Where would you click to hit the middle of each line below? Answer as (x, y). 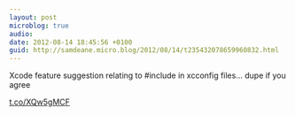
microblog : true (39, 26)
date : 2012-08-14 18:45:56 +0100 (71, 42)
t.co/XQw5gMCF (40, 102)
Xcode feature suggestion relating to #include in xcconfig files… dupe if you (147, 75)
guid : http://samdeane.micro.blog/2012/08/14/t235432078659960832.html (144, 50)
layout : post (33, 17)
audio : (21, 34)
